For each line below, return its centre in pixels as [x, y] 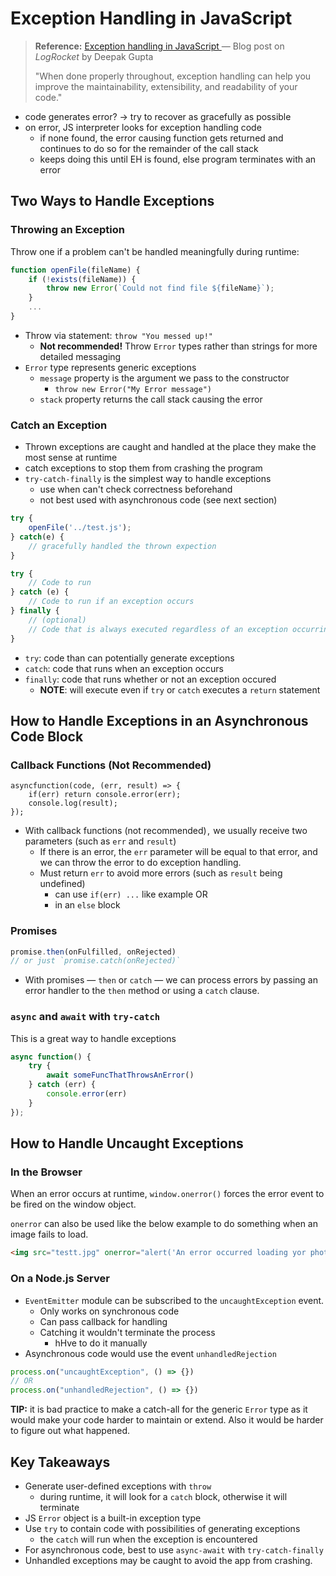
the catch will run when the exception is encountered [148, 1539]
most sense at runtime [71, 458]
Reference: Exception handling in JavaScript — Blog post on [159, 46]
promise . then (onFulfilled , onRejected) [93, 952]
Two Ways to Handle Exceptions [112, 201]
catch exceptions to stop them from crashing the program [143, 468]
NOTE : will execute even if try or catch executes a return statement [180, 689]
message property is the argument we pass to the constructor [164, 378]
